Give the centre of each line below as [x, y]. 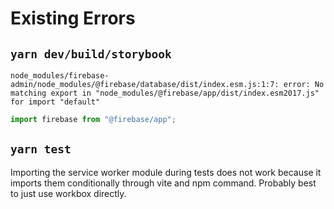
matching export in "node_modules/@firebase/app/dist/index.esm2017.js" [165, 93]
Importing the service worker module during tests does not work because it [166, 172]
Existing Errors [73, 18]
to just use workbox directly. [68, 193]
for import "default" [55, 102]
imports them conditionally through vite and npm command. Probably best [163, 183]
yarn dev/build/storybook [91, 54]
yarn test [41, 149]
